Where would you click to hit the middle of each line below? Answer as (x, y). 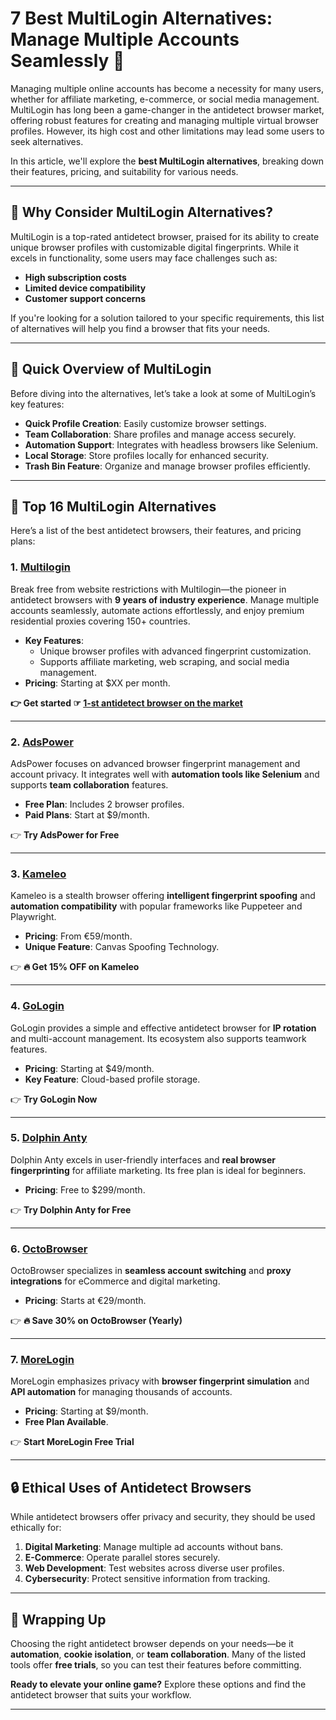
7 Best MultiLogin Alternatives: (141, 18)
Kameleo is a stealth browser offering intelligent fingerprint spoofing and (163, 896)
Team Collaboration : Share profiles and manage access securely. (160, 434)
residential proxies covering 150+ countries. (100, 621)
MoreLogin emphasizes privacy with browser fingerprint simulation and (160, 1381)
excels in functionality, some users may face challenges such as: (144, 258)
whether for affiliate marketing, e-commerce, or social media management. (165, 99)
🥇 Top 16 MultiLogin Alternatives (113, 506)
